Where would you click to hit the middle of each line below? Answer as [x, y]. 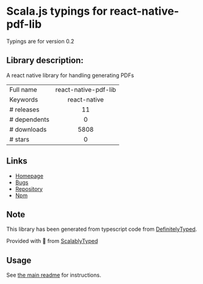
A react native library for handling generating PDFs [70, 75]
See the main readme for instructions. [54, 275]
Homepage [29, 176]
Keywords [24, 99]
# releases [24, 110]
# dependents [30, 119]
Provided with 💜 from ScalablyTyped [52, 241]
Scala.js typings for [57, 11]
